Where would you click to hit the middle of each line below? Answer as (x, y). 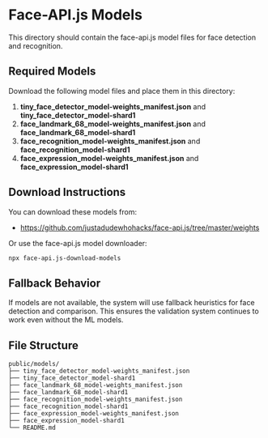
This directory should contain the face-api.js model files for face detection (132, 37)
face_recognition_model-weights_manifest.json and (110, 141)
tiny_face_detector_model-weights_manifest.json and (113, 106)
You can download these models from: (73, 211)
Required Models (52, 72)
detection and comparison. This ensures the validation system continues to (134, 311)
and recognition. (36, 45)
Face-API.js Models (76, 15)
